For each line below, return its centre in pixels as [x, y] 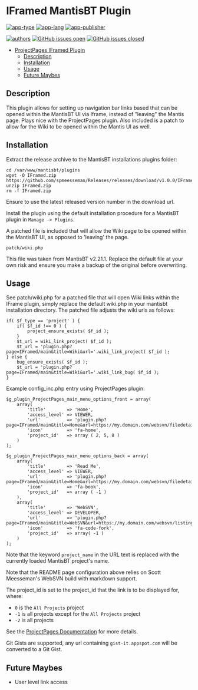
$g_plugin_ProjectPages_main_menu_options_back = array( [77, 456]
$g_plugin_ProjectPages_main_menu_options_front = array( [79, 400]
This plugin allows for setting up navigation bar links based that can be [92, 108]
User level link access [41, 682]
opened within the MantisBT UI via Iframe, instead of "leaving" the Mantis [95, 114]
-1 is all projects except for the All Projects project [77, 614]
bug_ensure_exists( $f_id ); [52, 362]
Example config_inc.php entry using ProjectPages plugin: [76, 389]
